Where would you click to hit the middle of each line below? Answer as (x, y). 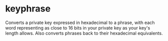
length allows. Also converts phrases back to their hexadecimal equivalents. (84, 33)
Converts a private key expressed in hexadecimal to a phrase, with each (80, 22)
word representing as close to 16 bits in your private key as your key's (78, 27)
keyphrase (28, 9)
